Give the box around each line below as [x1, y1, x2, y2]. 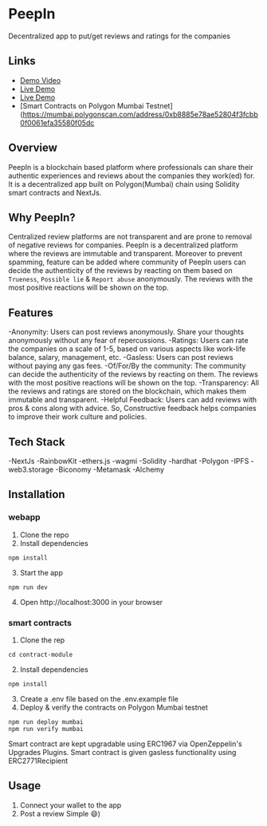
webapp [8, 512, 41, 523]
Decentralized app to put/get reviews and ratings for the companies [8, 31, 231, 41]
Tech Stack [8, 435, 65, 449]
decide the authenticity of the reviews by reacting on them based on [8, 266, 233, 275]
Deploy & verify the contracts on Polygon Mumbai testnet [19, 702, 209, 712]
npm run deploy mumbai [8, 717, 84, 726]
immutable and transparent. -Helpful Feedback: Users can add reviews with [8, 395, 257, 405]
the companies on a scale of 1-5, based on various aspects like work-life [8, 344, 246, 354]
